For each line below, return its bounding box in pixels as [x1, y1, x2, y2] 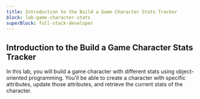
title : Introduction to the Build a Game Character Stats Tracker [6, 8, 178, 15]
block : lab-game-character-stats [6, 14, 91, 21]
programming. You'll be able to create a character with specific [28, 74, 186, 81]
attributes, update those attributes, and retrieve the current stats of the [6, 81, 183, 88]
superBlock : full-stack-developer [6, 20, 94, 26]
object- [175, 68, 194, 75]
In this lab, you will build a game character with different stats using [6, 68, 175, 75]
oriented [6, 74, 27, 81]
